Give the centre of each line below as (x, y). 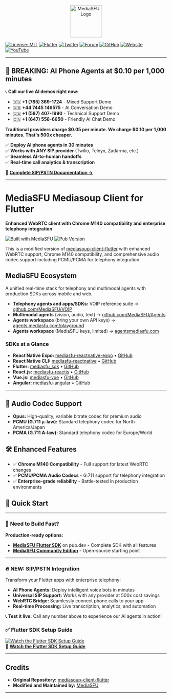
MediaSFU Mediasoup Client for (74, 198)
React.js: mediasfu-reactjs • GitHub (51, 372)
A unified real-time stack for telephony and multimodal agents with (76, 288)
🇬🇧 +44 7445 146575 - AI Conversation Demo (62, 108)
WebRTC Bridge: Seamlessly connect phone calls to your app (78, 601)
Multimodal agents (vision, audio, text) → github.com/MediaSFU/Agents (89, 314)
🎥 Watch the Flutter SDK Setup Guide (46, 647)
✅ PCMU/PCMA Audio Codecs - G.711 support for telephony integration (89, 475)
